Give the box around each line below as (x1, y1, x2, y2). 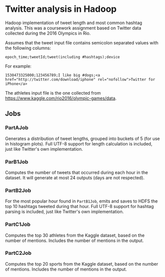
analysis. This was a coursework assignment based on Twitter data (5, 25, 141, 31)
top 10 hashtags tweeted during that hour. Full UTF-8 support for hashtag (5, 204, 154, 209)
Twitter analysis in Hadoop (5, 3, 117, 15)
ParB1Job (5, 158, 29, 165)
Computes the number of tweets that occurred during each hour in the (5, 169, 148, 175)
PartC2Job (5, 250, 32, 257)
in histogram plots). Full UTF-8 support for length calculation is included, (5, 140, 153, 146)
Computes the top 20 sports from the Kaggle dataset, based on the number (5, 261, 159, 267)
